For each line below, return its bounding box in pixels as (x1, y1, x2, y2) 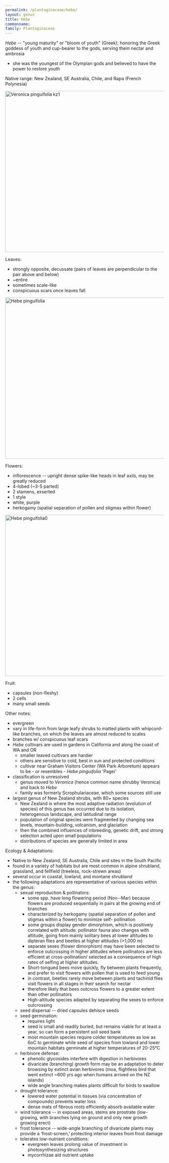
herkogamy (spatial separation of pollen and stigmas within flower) (12, 505, 151, 511)
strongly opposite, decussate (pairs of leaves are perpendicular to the (12, 266, 157, 272)
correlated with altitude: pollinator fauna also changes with (27, 927, 149, 933)
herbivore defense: (20, 1050, 60, 1056)
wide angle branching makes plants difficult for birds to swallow (27, 1082, 160, 1088)
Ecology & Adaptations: (5, 848, 54, 854)
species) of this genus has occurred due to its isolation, (20, 806, 135, 812)
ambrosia (5, 51, 25, 57)
